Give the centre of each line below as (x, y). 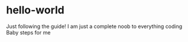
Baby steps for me (28, 32)
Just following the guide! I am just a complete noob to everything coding (94, 26)
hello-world (35, 10)
